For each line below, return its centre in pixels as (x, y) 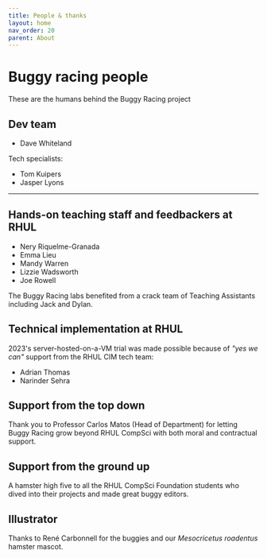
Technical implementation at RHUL (96, 329)
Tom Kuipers (41, 174)
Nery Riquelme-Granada (60, 246)
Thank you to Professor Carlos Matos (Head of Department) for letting (123, 424)
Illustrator (33, 519)
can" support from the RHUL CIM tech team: (81, 356)
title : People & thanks (48, 15)
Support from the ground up (79, 466)
